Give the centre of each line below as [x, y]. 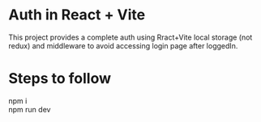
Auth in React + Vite [77, 15]
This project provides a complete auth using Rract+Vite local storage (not [130, 37]
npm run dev [30, 109]
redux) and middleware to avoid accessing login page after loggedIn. [123, 45]
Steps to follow [60, 79]
